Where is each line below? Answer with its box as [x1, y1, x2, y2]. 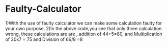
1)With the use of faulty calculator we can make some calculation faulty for [5, 20, 162, 26]
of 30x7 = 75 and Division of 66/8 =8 [5, 36, 83, 42]
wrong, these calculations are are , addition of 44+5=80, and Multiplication [5, 31, 162, 37]
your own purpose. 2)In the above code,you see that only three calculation [5, 25, 162, 31]
